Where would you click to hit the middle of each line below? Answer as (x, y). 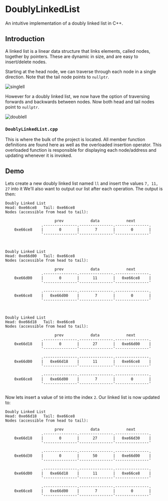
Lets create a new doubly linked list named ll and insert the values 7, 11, (82, 183)
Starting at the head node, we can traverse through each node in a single (81, 71)
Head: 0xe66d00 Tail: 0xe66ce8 (40, 256)
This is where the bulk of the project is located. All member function (75, 140)
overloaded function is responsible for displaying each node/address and (81, 150)
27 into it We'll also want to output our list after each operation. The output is (84, 188)
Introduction (25, 39)
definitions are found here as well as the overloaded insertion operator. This (83, 145)
